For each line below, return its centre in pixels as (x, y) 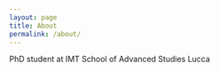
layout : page (33, 17)
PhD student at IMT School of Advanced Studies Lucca (110, 59)
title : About (33, 26)
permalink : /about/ (45, 34)
